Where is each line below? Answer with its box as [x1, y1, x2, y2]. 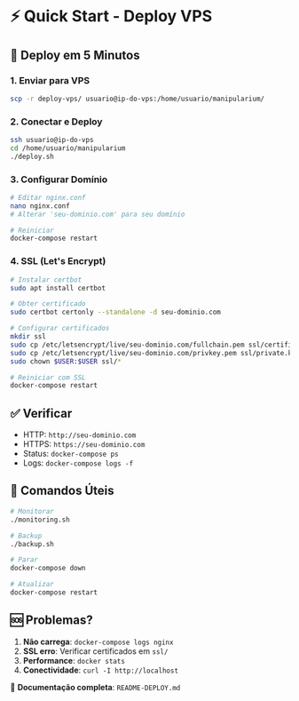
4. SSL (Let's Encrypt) [10, 255, 106, 267]
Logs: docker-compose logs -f [22, 458, 134, 468]
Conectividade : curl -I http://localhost [22, 665, 179, 675]
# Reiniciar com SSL [10, 373, 87, 382]
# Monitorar [10, 506, 54, 515]
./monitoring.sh [10, 515, 70, 524]
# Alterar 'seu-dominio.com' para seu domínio [10, 210, 185, 219]
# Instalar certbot [10, 275, 83, 284]
